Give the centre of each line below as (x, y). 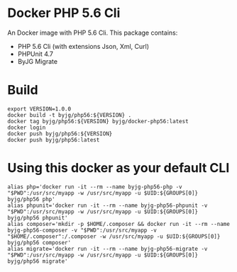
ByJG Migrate (38, 61)
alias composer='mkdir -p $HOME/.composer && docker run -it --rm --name (119, 224)
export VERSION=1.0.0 (39, 109)
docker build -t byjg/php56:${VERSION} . (70, 115)
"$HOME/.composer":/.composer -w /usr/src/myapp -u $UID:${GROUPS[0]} (114, 236)
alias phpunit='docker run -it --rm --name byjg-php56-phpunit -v (108, 205)
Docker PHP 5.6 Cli (64, 13)
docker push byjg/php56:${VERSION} (60, 134)
